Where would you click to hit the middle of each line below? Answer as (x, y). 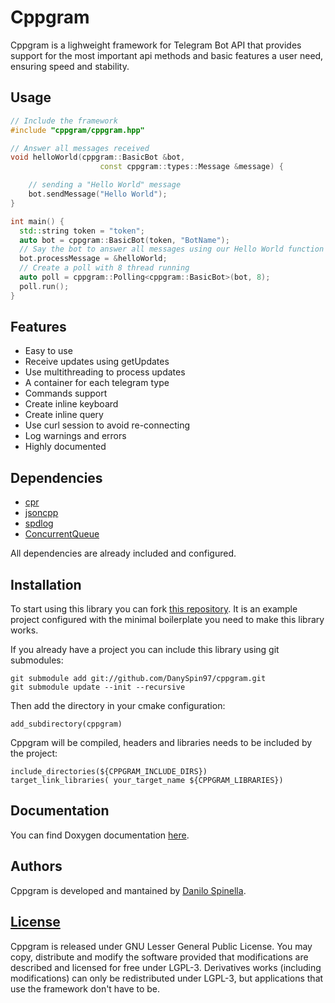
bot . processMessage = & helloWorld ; (93, 259)
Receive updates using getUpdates (97, 362)
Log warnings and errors (75, 436)
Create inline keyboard (71, 404)
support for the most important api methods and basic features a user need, (167, 55)
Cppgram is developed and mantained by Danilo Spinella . (128, 890)
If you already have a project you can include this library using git (145, 650)
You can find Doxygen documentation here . (100, 835)
